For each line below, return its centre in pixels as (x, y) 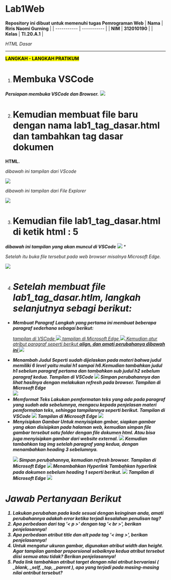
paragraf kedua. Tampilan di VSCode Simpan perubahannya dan (86, 377)
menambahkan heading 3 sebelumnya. (55, 449)
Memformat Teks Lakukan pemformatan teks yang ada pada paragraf (89, 399)
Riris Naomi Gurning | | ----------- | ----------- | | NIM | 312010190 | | (79, 28)
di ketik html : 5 (46, 232)
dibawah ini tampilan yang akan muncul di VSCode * (66, 246)
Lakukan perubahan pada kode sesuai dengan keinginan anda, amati (88, 513)
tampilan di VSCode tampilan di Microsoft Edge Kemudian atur (85, 338)
